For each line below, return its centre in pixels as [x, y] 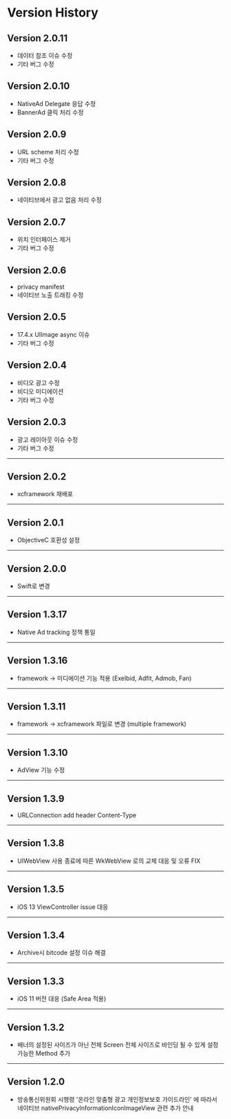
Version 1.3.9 [36, 798]
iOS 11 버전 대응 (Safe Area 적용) [62, 999]
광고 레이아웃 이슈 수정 [47, 440]
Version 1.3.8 [36, 843]
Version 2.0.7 [36, 222]
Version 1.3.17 [37, 615]
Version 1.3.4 [36, 935]
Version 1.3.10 [37, 752]
